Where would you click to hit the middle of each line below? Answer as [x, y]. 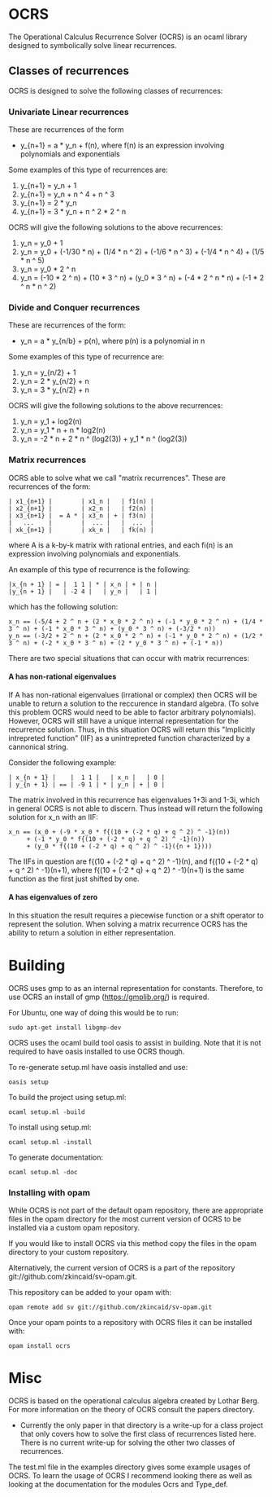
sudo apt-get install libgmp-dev [65, 1028]
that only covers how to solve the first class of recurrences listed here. [138, 1434]
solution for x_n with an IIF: [54, 817]
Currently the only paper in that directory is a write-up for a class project [142, 1425]
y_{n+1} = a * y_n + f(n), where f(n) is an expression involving [122, 145]
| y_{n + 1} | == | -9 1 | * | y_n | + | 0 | [86, 784]
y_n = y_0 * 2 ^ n [48, 269]
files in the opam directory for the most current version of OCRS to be [125, 1219]
